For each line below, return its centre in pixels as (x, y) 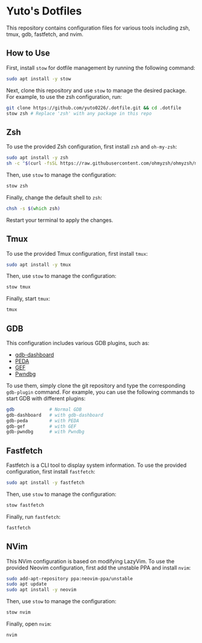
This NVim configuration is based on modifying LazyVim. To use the (90, 561)
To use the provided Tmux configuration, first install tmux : (77, 253)
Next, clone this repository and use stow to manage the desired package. (96, 90)
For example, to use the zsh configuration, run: (64, 97)
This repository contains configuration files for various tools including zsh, (98, 28)
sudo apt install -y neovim (41, 590)
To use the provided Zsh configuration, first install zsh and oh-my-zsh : (92, 147)
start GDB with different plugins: (46, 398)
